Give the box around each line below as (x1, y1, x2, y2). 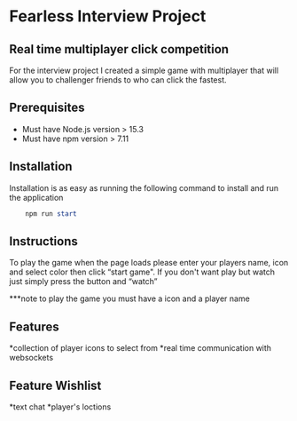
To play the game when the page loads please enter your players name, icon (9, 258, 289, 268)
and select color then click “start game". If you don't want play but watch (9, 266, 276, 277)
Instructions (9, 234, 78, 249)
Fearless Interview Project (9, 6, 207, 27)
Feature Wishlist (9, 377, 102, 393)
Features (9, 319, 59, 334)
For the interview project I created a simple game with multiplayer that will (9, 65, 279, 75)
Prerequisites (9, 100, 85, 115)
